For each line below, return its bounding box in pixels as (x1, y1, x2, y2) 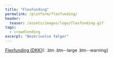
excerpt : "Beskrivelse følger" (5, 34, 69, 39)
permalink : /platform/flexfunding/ (5, 12, 78, 16)
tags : (5, 25, 16, 30)
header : (5, 16, 21, 21)
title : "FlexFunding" (5, 7, 49, 12)
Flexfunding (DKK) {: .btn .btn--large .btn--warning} (5, 47, 109, 53)
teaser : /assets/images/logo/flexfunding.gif (9, 20, 104, 26)
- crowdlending (9, 29, 41, 34)
